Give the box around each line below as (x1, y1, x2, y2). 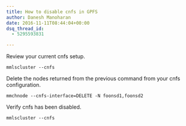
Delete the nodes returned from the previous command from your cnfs (6, 75, 181, 82)
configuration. (6, 82, 41, 89)
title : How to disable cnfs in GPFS (6, 8, 98, 15)
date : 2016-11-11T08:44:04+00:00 (6, 20, 90, 26)
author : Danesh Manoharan (6, 14, 71, 20)
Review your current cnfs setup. (6, 53, 85, 60)
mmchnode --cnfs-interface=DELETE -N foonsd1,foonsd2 (6, 93, 144, 99)
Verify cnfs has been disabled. (6, 103, 82, 111)
